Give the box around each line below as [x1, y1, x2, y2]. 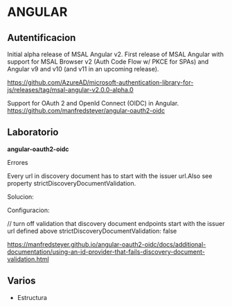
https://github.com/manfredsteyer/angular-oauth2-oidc [7, 107, 165, 114]
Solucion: [7, 192, 35, 201]
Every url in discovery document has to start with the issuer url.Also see [7, 171, 213, 180]
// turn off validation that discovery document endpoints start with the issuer [7, 219, 225, 227]
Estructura [17, 293, 47, 301]
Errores [7, 158, 28, 166]
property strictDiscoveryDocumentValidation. [7, 179, 136, 187]
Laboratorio [7, 126, 59, 139]
